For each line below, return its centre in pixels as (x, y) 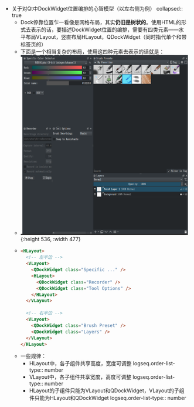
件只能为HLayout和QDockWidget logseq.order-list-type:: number (108, 398)
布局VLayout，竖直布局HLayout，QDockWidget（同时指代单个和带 (106, 37)
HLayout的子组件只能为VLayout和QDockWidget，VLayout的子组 (107, 391)
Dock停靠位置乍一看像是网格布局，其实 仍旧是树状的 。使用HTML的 (101, 22)
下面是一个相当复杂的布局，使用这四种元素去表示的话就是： (92, 51)
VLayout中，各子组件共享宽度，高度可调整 (80, 377)
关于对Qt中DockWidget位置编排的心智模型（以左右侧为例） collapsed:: (97, 9)
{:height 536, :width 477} (50, 239)
